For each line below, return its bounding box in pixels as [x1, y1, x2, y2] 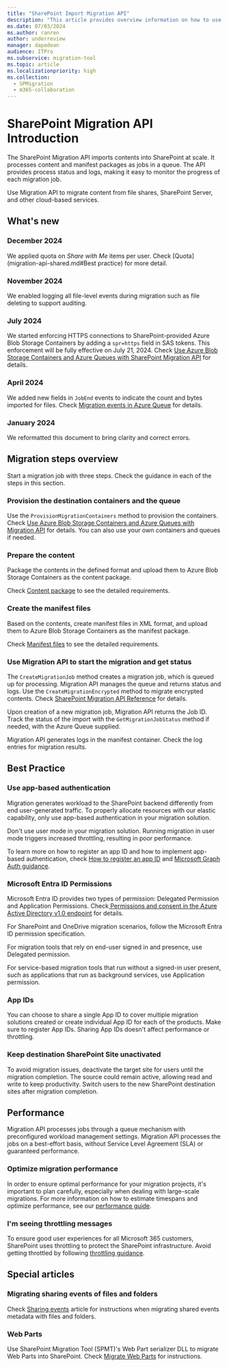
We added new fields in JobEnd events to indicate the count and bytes [7, 394, 203, 402]
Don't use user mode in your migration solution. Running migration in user [7, 827, 215, 835]
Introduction [7, 131, 79, 146]
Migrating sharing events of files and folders [7, 1290, 159, 1299]
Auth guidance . [7, 862, 50, 870]
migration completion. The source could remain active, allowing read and [7, 1072, 213, 1080]
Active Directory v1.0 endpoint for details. [7, 909, 124, 917]
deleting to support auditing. [7, 299, 87, 307]
